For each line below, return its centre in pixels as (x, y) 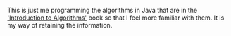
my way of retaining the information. (60, 25)
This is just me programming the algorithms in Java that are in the (102, 10)
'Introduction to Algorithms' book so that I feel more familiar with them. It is (116, 18)
